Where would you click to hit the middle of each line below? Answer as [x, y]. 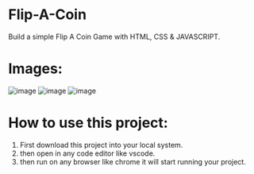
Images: [36, 69]
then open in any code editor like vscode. [87, 153]
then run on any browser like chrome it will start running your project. [133, 161]
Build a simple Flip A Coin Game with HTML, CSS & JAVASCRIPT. [114, 37]
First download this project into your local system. [101, 145]
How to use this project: [88, 123]
